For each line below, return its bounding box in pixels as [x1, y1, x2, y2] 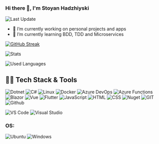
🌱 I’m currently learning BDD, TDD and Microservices [12, 31, 124, 38]
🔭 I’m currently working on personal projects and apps [12, 26, 126, 32]
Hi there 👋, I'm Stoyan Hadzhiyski [5, 5, 89, 12]
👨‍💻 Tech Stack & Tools [5, 76, 77, 84]
